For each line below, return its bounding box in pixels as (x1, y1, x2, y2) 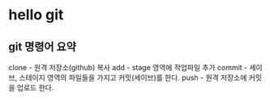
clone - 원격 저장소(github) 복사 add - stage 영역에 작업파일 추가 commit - (8, 63, 248, 72)
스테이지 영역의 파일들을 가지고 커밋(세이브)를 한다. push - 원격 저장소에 (19, 73, 247, 82)
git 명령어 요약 (8, 40, 77, 53)
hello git (8, 6, 64, 24)
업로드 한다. (16, 83, 54, 92)
